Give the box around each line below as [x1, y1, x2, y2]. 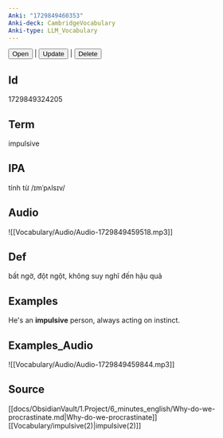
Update [42, 49, 65, 58]
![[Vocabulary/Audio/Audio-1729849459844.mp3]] [8, 360, 175, 370]
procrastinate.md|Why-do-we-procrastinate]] [8, 412, 158, 422]
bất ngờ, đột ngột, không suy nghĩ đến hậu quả [8, 272, 162, 281]
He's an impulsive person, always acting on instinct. [8, 315, 181, 325]
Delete [78, 49, 98, 58]
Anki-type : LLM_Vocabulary [8, 26, 98, 34]
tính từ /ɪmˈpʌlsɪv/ [8, 182, 65, 192]
